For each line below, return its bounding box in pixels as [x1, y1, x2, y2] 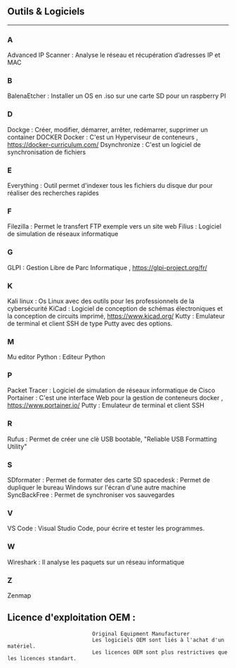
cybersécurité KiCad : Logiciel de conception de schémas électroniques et [7, 304, 223, 312]
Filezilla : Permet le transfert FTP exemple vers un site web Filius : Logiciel [7, 222, 222, 231]
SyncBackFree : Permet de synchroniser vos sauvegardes [7, 491, 175, 499]
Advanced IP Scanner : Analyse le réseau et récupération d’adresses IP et [7, 51, 221, 59]
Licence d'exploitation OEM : [7, 612, 136, 624]
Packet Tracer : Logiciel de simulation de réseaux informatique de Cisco [7, 386, 216, 394]
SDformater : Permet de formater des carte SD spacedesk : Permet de [7, 476, 211, 484]
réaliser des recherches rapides [7, 189, 100, 197]
